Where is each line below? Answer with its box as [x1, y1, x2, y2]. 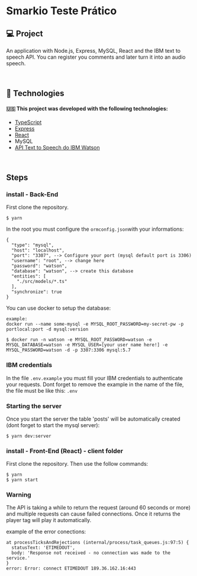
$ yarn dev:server [6, 433, 51, 439]
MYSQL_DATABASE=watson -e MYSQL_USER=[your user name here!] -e [6, 342, 168, 348]
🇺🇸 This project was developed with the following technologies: [6, 105, 169, 112]
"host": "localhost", [11, 247, 65, 253]
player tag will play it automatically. [6, 517, 92, 524]
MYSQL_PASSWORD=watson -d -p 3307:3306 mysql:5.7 [6, 347, 131, 354]
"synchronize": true [11, 289, 62, 295]
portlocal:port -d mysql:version [6, 326, 89, 333]
